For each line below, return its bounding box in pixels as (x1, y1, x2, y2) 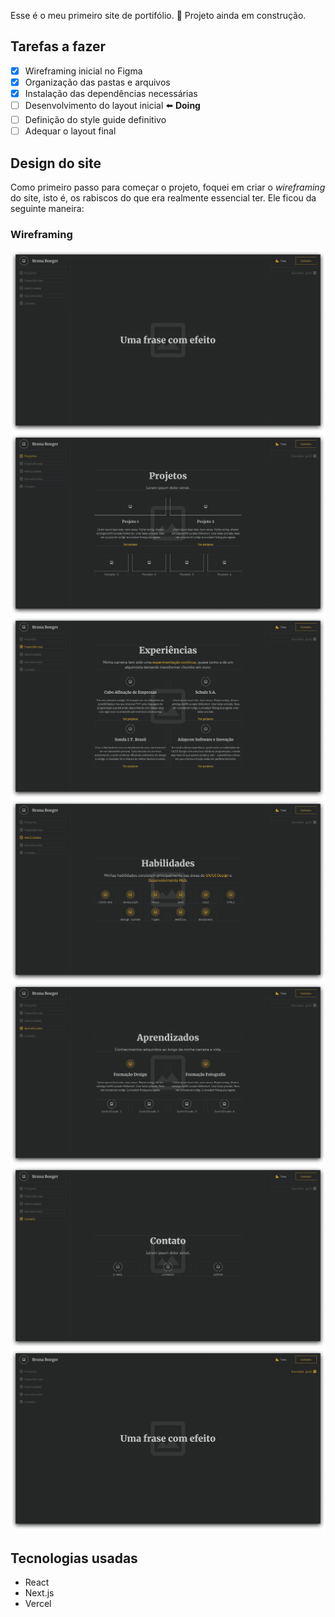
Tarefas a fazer (10, 38, 107, 55)
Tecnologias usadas (10, 1550, 138, 1567)
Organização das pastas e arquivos (24, 76, 171, 88)
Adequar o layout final (24, 125, 117, 137)
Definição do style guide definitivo (24, 114, 167, 125)
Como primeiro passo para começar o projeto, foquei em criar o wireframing (10, 181, 326, 193)
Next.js (24, 1587, 55, 1599)
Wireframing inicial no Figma (24, 65, 143, 77)
